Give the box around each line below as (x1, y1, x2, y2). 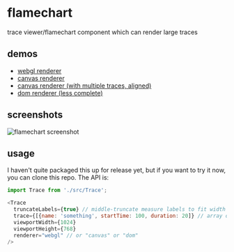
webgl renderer (17, 66, 62, 74)
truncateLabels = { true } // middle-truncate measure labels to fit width (13, 206, 226, 213)
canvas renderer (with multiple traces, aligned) (17, 81, 152, 90)
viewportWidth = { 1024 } (13, 219, 77, 226)
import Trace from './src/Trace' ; (7, 187, 108, 194)
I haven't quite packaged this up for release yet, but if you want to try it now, (7, 166, 226, 175)
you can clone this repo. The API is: (7, 173, 109, 182)
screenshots (7, 109, 63, 121)
